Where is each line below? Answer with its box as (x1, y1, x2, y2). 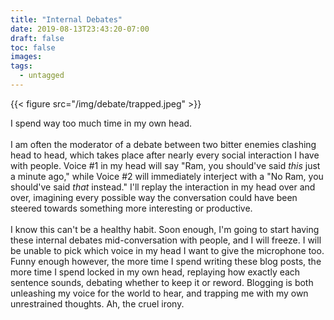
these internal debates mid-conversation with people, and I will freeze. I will (10, 234, 322, 246)
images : (10, 52, 43, 62)
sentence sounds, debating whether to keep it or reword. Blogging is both (10, 276, 314, 288)
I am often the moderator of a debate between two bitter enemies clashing (10, 138, 317, 150)
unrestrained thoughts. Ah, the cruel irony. (10, 297, 185, 310)
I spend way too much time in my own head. (10, 117, 193, 129)
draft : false (10, 33, 65, 43)
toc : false (10, 42, 56, 53)
